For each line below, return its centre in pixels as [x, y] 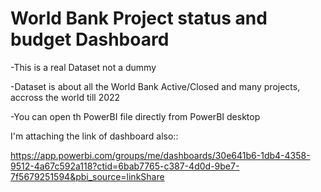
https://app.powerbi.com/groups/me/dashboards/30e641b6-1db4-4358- [160, 155]
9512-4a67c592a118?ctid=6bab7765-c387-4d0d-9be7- [125, 166]
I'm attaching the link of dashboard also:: [94, 136]
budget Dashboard [90, 39]
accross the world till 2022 [65, 97]
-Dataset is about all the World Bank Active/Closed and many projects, [155, 86]
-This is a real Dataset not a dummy [83, 67]
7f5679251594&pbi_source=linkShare [87, 176]
